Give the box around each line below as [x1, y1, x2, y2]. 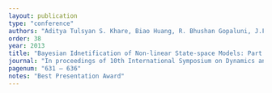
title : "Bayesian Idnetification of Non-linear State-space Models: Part [8, 49, 263, 57]
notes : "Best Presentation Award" [8, 72, 125, 80]
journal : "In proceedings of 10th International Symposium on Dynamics [8, 57, 255, 66]
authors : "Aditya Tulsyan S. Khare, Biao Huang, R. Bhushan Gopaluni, [8, 27, 252, 35]
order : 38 [8, 34, 42, 43]
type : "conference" [8, 19, 74, 27]
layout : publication [8, 11, 79, 20]
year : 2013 [8, 42, 45, 50]
